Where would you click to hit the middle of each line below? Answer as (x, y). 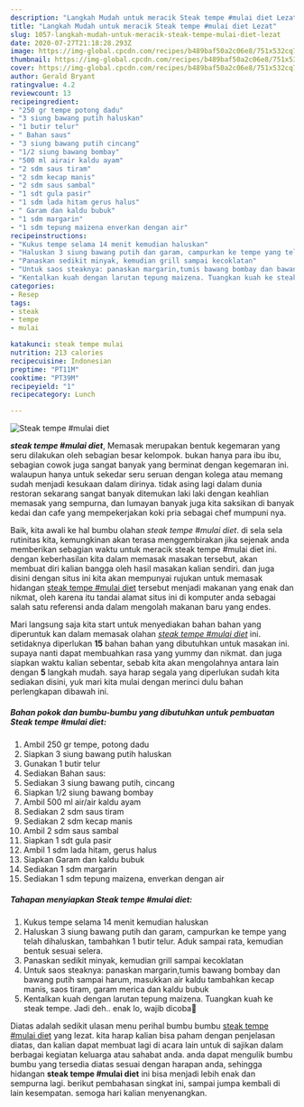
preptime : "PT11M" (45, 369)
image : (23, 51)
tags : (20, 303)
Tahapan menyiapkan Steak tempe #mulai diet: (101, 899)
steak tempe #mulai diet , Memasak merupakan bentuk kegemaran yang (145, 446)
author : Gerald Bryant (53, 77)
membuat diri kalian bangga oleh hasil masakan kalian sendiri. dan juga (143, 568)
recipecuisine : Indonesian (61, 361)
